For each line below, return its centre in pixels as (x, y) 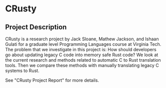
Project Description (36, 27)
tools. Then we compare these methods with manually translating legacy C (82, 65)
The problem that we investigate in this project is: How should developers (81, 49)
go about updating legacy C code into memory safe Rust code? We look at (82, 55)
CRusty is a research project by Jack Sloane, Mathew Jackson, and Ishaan (82, 39)
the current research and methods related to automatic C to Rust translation (83, 60)
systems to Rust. (22, 71)
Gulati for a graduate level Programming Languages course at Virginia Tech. (83, 44)
